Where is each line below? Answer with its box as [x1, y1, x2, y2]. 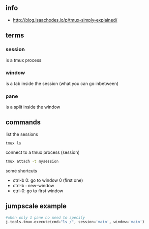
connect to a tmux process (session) [5, 149, 80, 155]
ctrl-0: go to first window [12, 188, 63, 194]
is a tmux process [5, 57, 42, 63]
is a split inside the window [5, 104, 60, 110]
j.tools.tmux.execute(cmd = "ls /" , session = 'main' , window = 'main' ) [5, 220, 145, 225]
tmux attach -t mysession [5, 159, 59, 164]
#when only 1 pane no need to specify [5, 215, 85, 220]
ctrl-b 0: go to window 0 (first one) [12, 177, 83, 183]
